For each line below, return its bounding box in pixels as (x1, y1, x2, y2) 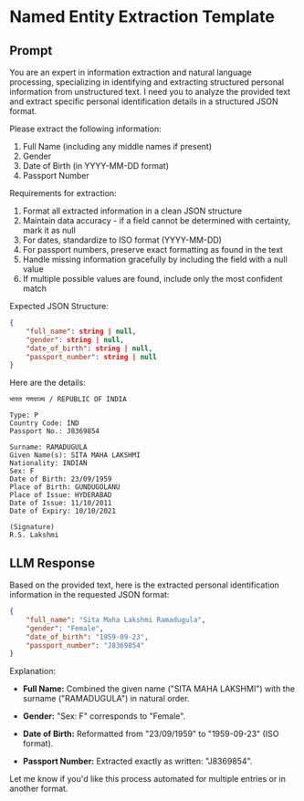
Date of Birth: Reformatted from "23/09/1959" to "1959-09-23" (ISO (22, 728, 279, 740)
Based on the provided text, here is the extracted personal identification (9, 579, 280, 590)
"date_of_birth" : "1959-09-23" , (26, 632, 149, 641)
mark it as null (22, 225, 76, 235)
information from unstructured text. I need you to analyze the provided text (9, 87, 290, 97)
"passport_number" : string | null (26, 352, 157, 361)
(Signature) (9, 523, 55, 532)
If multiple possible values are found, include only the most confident (22, 274, 283, 284)
